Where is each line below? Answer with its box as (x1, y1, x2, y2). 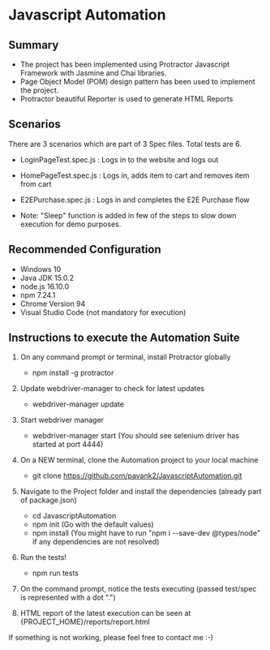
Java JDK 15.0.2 (19, 273, 75, 282)
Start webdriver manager (19, 415, 104, 425)
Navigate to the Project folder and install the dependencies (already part (19, 487, 262, 497)
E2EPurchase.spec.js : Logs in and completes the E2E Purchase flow (19, 195, 250, 204)
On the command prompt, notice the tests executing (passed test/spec (19, 584, 257, 594)
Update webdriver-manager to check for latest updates (19, 384, 205, 394)
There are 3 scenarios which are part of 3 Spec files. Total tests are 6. (8, 139, 242, 149)
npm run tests (32, 568, 79, 578)
